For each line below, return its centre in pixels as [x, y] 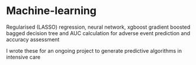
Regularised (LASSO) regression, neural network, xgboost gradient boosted [98, 27]
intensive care [23, 57]
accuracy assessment [33, 39]
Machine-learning [51, 11]
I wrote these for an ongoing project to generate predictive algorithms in [94, 50]
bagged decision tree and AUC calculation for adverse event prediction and [98, 33]
